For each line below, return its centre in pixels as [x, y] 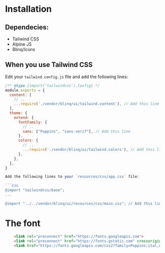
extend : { [24, 117]
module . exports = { [25, 90]
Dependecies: [27, 27]
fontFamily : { [33, 122]
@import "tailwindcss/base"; [35, 190]
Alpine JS [22, 44]
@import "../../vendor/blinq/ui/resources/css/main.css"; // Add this [79, 203]
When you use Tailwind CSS [49, 65]
